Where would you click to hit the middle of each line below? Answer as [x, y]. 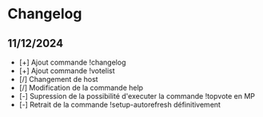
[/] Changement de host [58, 79]
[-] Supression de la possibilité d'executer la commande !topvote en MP [137, 96]
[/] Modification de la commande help [81, 88]
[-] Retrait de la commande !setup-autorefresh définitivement [120, 105]
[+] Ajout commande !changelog [72, 62]
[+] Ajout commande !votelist [67, 71]
